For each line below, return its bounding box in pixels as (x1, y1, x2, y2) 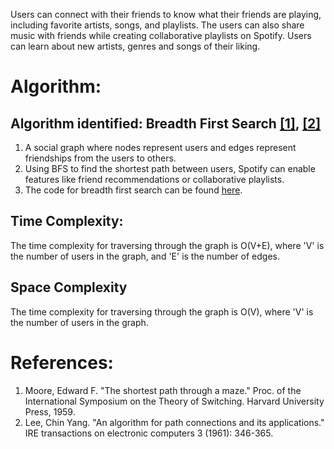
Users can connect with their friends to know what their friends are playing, (10, 9, 322, 20)
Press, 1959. (24, 405, 76, 418)
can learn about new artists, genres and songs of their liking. (10, 40, 261, 52)
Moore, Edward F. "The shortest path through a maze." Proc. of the (24, 384, 302, 396)
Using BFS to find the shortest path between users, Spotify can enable (24, 163, 316, 174)
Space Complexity (10, 279, 128, 296)
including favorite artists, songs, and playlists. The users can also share (10, 19, 305, 31)
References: (10, 351, 114, 374)
